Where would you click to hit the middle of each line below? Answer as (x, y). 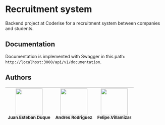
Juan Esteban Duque (29, 117)
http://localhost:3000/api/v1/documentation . (53, 62)
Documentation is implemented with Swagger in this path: (65, 56)
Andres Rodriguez (74, 117)
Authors (18, 78)
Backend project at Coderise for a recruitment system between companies (83, 23)
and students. (19, 28)
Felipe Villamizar (114, 117)
